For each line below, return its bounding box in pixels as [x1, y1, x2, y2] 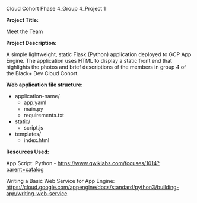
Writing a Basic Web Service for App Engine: [6, 178, 115, 184]
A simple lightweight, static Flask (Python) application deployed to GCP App [6, 51, 192, 58]
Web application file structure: [6, 81, 83, 88]
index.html [23, 137, 49, 144]
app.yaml [23, 99, 46, 106]
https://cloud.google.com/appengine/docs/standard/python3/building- [6, 183, 179, 191]
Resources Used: [6, 148, 49, 155]
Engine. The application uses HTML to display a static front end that [6, 57, 172, 64]
